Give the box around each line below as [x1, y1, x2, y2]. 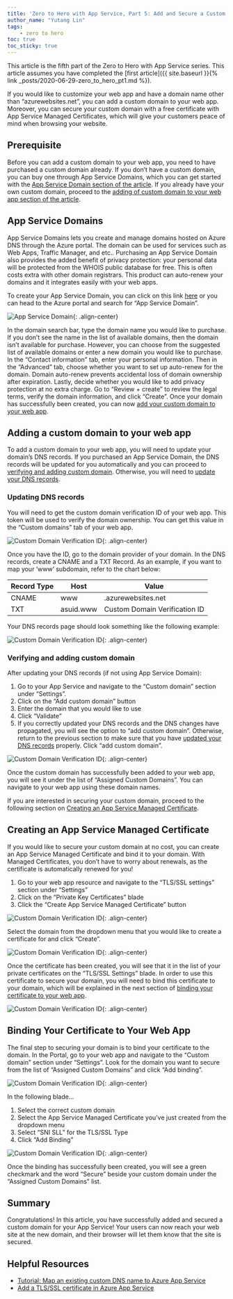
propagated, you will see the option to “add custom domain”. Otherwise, [17, 727, 224, 735]
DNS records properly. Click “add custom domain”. [17, 741, 163, 750]
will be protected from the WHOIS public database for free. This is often [7, 263, 214, 271]
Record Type [10, 581, 54, 591]
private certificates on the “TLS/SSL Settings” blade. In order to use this [7, 969, 214, 977]
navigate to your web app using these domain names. [7, 783, 161, 791]
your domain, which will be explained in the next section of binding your [7, 983, 214, 992]
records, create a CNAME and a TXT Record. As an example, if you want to [7, 557, 222, 565]
